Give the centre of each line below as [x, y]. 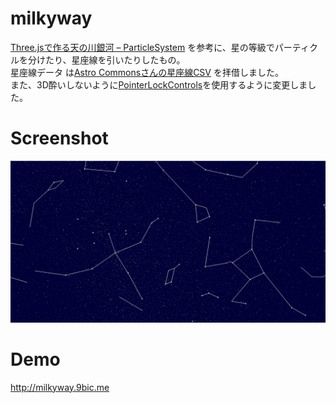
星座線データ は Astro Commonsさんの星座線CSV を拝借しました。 [147, 72]
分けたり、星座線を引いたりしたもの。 [106, 59]
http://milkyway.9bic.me [60, 387]
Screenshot [59, 138]
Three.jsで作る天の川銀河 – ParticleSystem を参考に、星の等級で [142, 47]
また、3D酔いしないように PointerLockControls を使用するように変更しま [159, 84]
